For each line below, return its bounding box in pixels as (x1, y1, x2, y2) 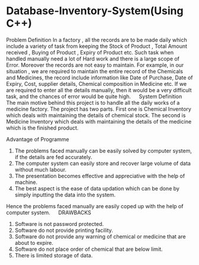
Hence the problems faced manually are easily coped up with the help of (6, 202, 184, 209)
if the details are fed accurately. (14, 153, 92, 160)
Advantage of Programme (6, 135, 69, 143)
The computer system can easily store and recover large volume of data (14, 160, 191, 167)
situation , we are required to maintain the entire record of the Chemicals (6, 67, 184, 75)
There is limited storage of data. (14, 251, 93, 258)
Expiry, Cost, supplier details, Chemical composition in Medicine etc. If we (6, 80, 187, 87)
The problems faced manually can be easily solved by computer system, (14, 147, 192, 154)
